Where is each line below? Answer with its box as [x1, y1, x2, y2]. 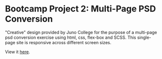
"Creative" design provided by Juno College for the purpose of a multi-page [5, 29, 158, 35]
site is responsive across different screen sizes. [16, 39, 112, 45]
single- [137, 35, 151, 40]
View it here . [5, 49, 30, 55]
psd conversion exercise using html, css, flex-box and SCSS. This [5, 35, 136, 40]
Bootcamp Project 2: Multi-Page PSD [5, 3, 156, 14]
